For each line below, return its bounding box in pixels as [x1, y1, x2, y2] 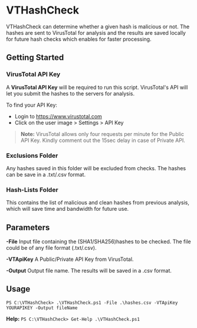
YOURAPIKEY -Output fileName [6, 304, 78, 311]
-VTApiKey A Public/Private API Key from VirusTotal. [6, 256, 134, 263]
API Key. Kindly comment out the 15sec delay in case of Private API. [20, 137, 186, 144]
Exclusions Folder [6, 151, 58, 160]
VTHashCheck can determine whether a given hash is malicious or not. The [6, 23, 190, 30]
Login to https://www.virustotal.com [14, 112, 102, 120]
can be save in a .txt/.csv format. [6, 171, 86, 178]
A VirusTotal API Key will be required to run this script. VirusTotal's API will [6, 84, 188, 91]
